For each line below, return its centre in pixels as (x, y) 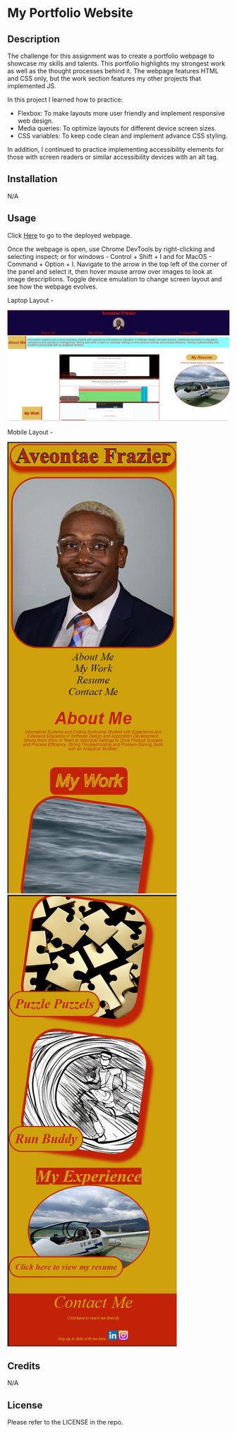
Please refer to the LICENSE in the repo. (65, 1422)
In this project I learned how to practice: (65, 99)
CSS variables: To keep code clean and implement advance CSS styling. (122, 136)
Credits (24, 1366)
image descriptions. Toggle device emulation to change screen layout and (115, 279)
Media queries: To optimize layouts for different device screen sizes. (117, 128)
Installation (32, 179)
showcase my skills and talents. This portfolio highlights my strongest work (116, 64)
